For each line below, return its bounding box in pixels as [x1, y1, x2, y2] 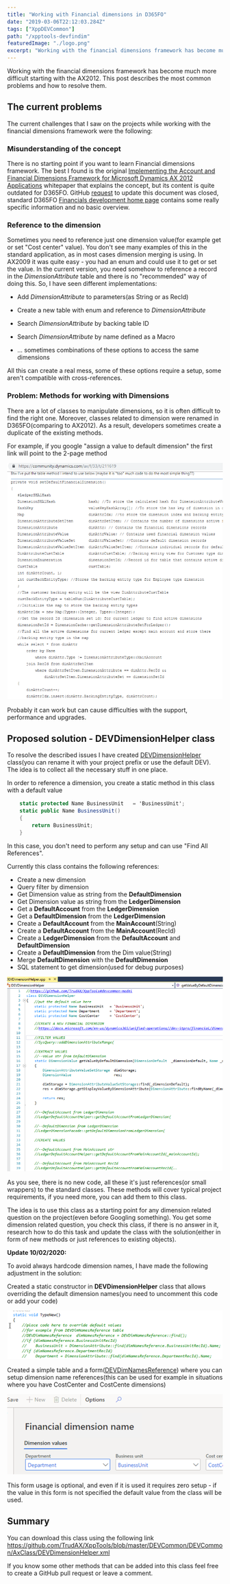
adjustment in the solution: [7, 1269, 82, 1277]
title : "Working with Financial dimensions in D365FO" [7, 11, 167, 18]
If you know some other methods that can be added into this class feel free [7, 1561, 219, 1570]
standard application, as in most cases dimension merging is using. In [7, 250, 203, 259]
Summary [7, 1515, 50, 1527]
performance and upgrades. [7, 713, 87, 721]
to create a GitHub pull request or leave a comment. [7, 1569, 153, 1577]
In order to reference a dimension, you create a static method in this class [7, 779, 215, 787]
